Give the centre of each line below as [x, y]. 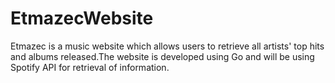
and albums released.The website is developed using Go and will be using [162, 56]
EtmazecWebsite [82, 18]
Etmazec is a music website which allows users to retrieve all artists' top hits [167, 46]
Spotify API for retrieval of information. [90, 67]
